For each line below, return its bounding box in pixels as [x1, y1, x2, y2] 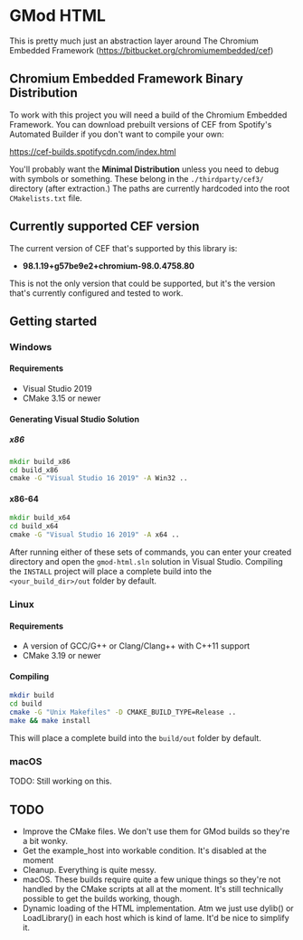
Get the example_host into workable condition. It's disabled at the [22, 845, 267, 856]
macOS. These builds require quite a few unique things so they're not [22, 874, 281, 885]
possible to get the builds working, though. [22, 893, 183, 905]
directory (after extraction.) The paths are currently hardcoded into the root [9, 183, 290, 194]
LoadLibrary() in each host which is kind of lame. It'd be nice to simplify [22, 913, 289, 924]
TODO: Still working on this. [9, 775, 113, 787]
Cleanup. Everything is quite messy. [22, 865, 156, 876]
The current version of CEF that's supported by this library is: [9, 242, 238, 253]
